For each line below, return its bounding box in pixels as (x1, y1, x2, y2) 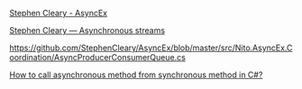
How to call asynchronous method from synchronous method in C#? (9, 69, 263, 80)
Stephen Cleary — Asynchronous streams (9, 25, 165, 35)
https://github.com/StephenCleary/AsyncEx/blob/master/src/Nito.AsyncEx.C (9, 42, 293, 53)
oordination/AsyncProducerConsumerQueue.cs (9, 52, 187, 62)
